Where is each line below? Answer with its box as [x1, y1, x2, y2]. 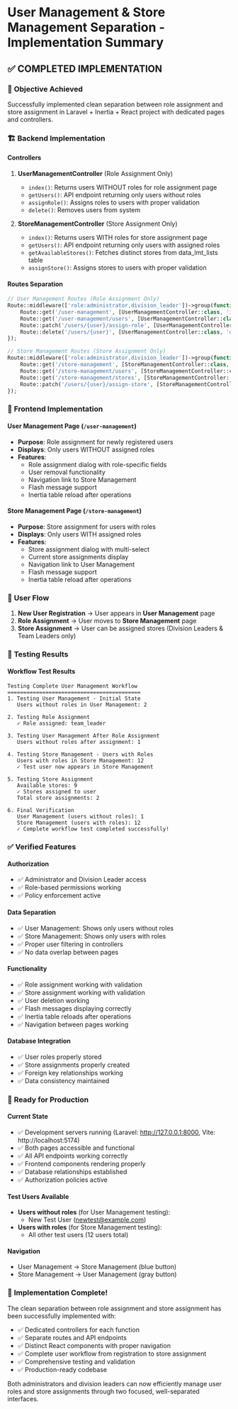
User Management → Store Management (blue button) [17, 1263, 177, 1271]
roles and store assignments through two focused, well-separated [7, 1387, 200, 1396]
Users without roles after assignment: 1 [16, 739, 141, 746]
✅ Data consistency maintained [17, 1076, 110, 1085]
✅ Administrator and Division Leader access [17, 875, 147, 884]
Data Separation [7, 908, 57, 916]
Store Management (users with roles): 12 [16, 819, 141, 827]
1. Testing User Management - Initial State [7, 695, 141, 703]
